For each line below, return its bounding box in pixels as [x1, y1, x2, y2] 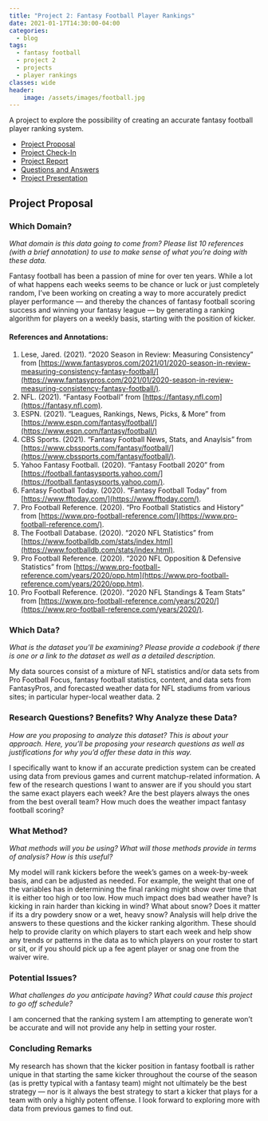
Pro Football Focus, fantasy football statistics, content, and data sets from [9, 675, 252, 684]
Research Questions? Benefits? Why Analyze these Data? [9, 712, 238, 724]
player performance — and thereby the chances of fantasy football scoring [9, 297, 255, 306]
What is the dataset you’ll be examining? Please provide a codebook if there [9, 643, 261, 652]
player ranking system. [9, 124, 85, 134]
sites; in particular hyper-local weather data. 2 [9, 692, 161, 702]
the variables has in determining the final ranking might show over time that [9, 884, 257, 894]
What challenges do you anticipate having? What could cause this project [9, 991, 253, 1000]
